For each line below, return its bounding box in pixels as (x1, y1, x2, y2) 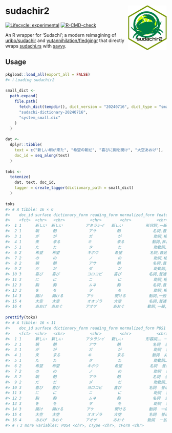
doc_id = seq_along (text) (14, 153, 70, 158)
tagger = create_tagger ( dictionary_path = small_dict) (14, 185, 134, 190)
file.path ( (14, 99, 38, 104)
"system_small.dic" (18, 115, 60, 120)
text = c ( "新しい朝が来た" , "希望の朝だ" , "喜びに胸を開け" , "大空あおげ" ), (14, 147, 164, 153)
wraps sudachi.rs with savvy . (5, 42, 67, 49)
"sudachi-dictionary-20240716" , (18, 110, 88, 115)
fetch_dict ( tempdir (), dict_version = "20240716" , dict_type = (18, 104, 157, 110)
